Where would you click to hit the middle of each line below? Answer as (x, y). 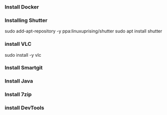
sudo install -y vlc (23, 55)
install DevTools (24, 108)
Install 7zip (18, 95)
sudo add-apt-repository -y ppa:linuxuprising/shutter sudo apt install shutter (83, 31)
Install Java (19, 81)
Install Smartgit (24, 68)
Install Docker (22, 7)
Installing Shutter (26, 20)
